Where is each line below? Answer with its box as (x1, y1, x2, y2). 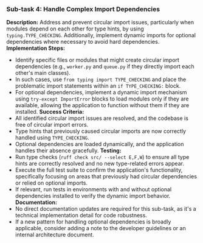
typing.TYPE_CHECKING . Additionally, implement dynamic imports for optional (6, 32, 196, 39)
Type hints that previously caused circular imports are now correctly (15, 127, 187, 135)
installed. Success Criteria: (15, 108, 84, 116)
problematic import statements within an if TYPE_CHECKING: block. (15, 82, 181, 90)
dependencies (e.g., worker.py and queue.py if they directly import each (15, 63, 194, 70)
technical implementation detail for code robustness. (15, 212, 148, 219)
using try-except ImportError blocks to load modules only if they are (15, 95, 189, 102)
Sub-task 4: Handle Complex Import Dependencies (6, 5, 160, 13)
